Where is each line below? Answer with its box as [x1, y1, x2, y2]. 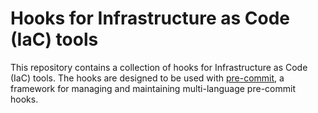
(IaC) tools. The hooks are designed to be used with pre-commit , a [10, 72, 285, 84]
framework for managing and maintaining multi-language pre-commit [10, 82, 296, 94]
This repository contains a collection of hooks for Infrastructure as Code [10, 61, 308, 73]
